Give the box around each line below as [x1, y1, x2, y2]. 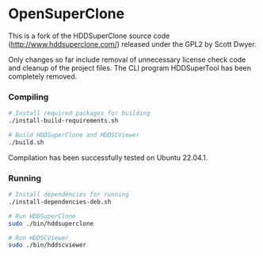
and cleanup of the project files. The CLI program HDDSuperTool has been [8, 63, 252, 72]
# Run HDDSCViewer [8, 234, 69, 242]
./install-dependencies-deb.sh [8, 197, 112, 206]
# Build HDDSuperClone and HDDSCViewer [8, 131, 140, 139]
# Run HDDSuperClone [8, 212, 77, 220]
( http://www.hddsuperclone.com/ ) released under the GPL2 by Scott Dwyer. [8, 39, 257, 48]
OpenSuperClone [8, 5, 125, 23]
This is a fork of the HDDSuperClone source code [8, 31, 170, 40]
